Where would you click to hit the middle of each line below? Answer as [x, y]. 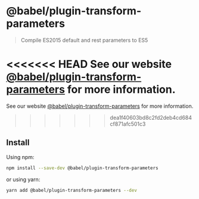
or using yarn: [23, 179]
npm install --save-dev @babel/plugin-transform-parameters [83, 168]
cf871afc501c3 [128, 124]
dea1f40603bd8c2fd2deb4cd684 [151, 117]
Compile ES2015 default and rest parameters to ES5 [84, 40]
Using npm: [20, 157]
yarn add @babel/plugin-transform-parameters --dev [71, 190]
